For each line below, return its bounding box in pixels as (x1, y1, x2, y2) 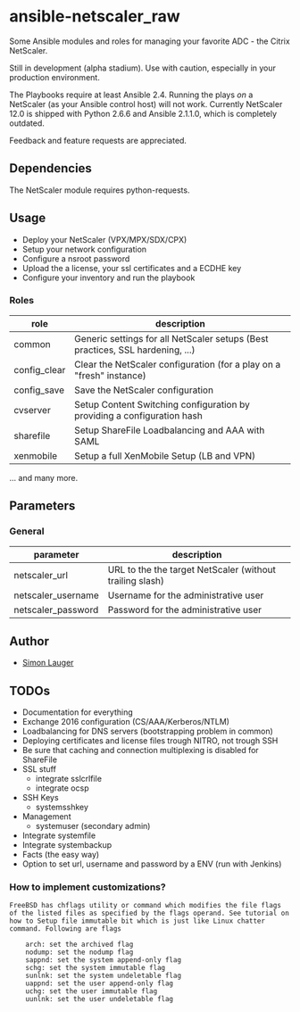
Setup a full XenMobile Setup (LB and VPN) (74, 449, 256, 461)
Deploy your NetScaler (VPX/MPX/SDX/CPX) (21, 234, 187, 245)
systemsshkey (35, 801, 89, 813)
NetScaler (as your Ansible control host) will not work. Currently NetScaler (9, 98, 283, 109)
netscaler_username (13, 589, 100, 601)
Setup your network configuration (21, 244, 147, 254)
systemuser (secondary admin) (35, 821, 151, 832)
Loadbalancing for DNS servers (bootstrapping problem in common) (21, 726, 274, 737)
